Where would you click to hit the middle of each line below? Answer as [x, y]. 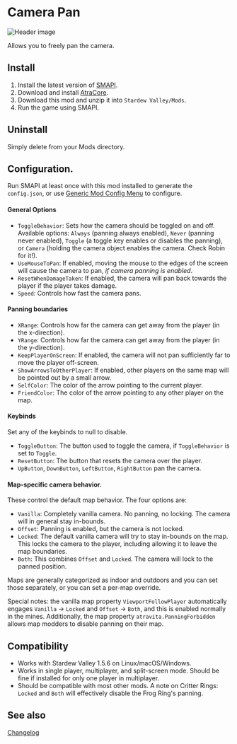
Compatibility [38, 646]
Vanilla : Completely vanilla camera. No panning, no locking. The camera [124, 514]
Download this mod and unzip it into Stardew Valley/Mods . [102, 100]
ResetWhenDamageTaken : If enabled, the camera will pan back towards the [122, 278]
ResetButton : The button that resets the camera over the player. [110, 460]
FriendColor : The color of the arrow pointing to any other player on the [121, 393]
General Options [32, 209]
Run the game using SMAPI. [58, 107]
